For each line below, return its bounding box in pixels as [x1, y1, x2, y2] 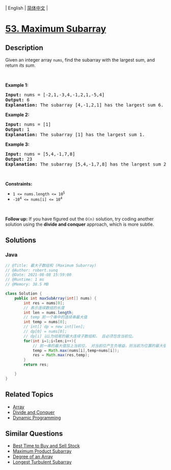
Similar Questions [5, 429, 63, 438]
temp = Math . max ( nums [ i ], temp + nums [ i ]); [32, 348, 120, 353]
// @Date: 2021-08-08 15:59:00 [5, 272, 72, 277]
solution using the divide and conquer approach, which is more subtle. [5, 221, 154, 227]
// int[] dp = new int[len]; [23, 324, 85, 329]
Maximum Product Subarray [12, 448, 72, 454]
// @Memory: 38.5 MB [5, 282, 49, 287]
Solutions [5, 236, 37, 245]
